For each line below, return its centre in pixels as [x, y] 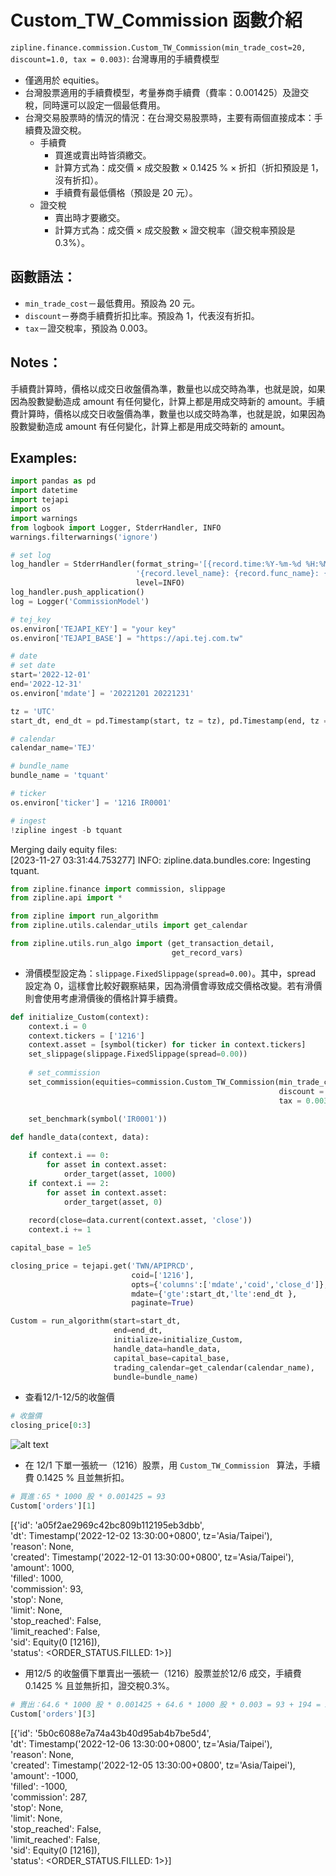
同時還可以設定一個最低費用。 [104, 105]
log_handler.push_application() [77, 592]
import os [31, 509]
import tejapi [40, 500]
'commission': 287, [49, 1797]
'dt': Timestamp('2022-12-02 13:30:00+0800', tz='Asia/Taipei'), [141, 1535]
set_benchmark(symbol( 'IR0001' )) [98, 1119]
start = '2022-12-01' [51, 675]
